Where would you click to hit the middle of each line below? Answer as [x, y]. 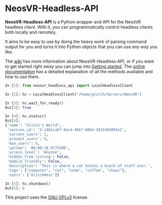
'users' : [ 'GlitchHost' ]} [33, 175]
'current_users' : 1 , [28, 134]
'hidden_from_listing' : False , [38, 157]
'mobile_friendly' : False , [34, 161]
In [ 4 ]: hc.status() [26, 116]
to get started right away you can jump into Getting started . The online [75, 66]
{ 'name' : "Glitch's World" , [33, 126]
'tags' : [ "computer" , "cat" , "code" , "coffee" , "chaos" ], [67, 170]
